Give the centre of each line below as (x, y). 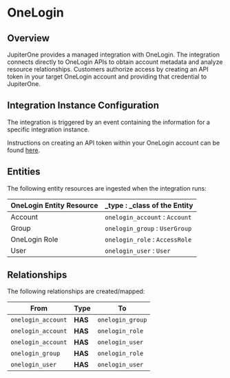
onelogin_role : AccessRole (148, 239)
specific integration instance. (48, 129)
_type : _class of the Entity (149, 205)
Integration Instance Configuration (83, 106)
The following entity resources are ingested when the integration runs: (107, 188)
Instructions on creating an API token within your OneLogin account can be (114, 143)
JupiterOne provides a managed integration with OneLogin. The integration (114, 54)
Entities (24, 172)
